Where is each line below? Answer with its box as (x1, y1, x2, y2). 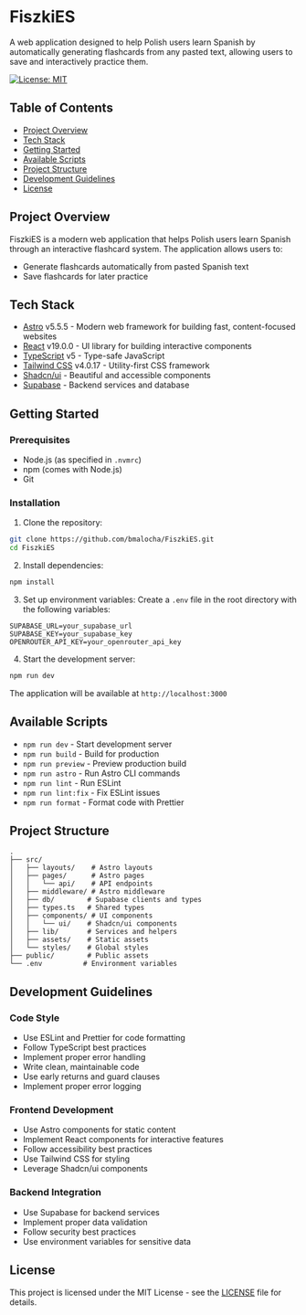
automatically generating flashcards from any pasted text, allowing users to (9, 46, 293, 57)
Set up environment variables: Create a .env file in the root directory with (22, 594, 297, 605)
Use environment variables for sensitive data (22, 1235, 192, 1246)
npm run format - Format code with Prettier (22, 797, 185, 808)
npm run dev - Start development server (22, 738, 173, 749)
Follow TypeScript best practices (22, 1042, 147, 1053)
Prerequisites (9, 433, 70, 446)
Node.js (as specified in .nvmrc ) (22, 454, 142, 465)
